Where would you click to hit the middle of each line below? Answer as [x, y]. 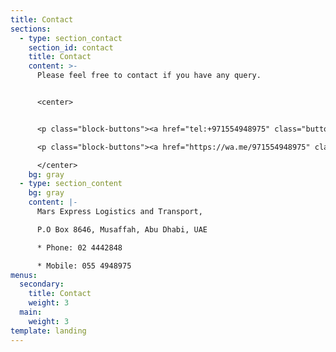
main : [31, 312]
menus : [24, 275]
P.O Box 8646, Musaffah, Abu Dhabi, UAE [122, 229]
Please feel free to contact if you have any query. [149, 76]
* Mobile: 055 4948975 [84, 266]
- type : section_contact [71, 38]
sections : [31, 29]
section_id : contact [71, 47]
